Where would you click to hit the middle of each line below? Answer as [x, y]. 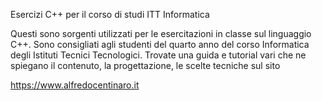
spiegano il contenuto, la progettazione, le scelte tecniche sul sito [145, 65]
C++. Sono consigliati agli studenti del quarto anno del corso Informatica [160, 44]
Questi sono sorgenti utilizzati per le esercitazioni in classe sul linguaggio [161, 33]
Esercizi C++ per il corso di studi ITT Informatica [110, 14]
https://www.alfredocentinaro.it [75, 85]
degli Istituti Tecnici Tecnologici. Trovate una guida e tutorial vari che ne [158, 55]
